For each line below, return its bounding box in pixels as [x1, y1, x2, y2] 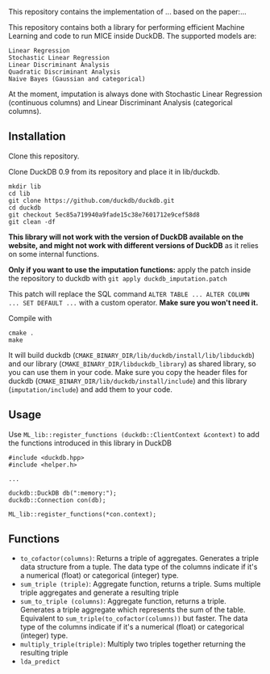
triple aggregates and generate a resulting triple [19, 588, 179, 597]
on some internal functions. [8, 249, 99, 259]
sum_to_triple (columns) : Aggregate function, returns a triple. [19, 596, 227, 606]
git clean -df [8, 217, 56, 225]
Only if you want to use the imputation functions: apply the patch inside [8, 264, 251, 274]
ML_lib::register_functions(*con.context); [8, 510, 157, 518]
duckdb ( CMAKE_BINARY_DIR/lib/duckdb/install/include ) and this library [8, 376, 247, 385]
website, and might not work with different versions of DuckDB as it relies [8, 240, 260, 250]
